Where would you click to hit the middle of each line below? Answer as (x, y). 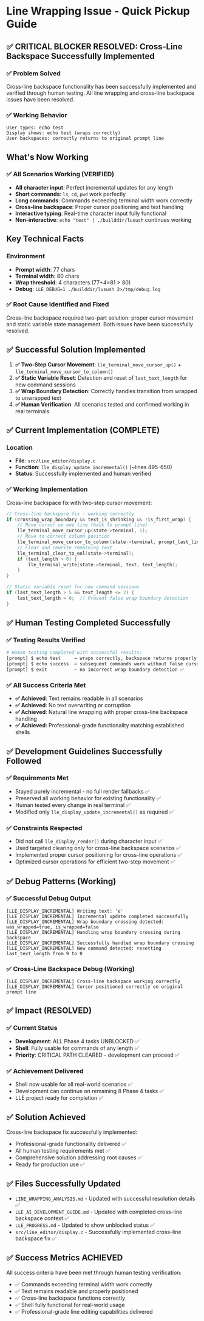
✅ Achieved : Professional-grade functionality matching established (99, 726)
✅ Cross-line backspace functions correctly (70, 1298)
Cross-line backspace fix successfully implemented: (72, 1132)
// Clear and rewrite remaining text (65, 547)
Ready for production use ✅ (50, 1164)
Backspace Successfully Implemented (80, 56)
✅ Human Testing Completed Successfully (89, 623)
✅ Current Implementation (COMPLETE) (83, 431)
